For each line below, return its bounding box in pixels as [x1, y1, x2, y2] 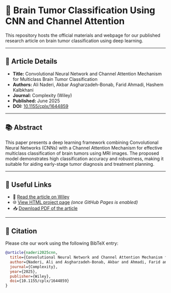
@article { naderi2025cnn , [5, 250, 58, 255]
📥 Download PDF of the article [12, 206, 78, 212]
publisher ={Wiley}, [10, 274, 51, 279]
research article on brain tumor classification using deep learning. [5, 38, 144, 44]
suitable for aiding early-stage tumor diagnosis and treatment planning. [5, 161, 155, 167]
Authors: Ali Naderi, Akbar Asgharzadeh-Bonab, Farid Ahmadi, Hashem [12, 81, 164, 87]
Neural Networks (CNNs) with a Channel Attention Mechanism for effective [5, 144, 163, 151]
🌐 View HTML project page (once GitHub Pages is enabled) [12, 199, 138, 206]
